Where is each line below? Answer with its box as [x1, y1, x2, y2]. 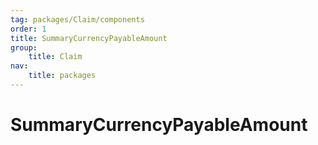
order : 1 [10, 24, 47, 34]
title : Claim [28, 52, 83, 62]
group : [10, 42, 38, 53]
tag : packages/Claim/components [10, 14, 145, 25]
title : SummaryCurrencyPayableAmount [10, 33, 168, 43]
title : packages [28, 71, 97, 81]
